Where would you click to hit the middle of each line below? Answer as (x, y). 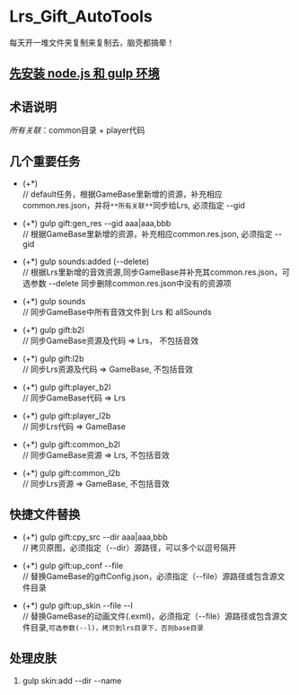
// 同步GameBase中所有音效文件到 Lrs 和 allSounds (117, 312)
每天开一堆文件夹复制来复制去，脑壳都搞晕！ (92, 42)
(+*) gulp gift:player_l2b (66, 416)
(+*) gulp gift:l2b (53, 358)
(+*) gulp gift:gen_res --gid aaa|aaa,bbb (97, 223)
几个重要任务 (45, 161)
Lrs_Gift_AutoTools (81, 17)
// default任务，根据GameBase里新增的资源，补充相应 (122, 194)
